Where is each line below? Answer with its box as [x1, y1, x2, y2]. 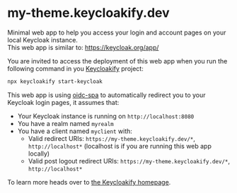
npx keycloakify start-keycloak [7, 77, 103, 85]
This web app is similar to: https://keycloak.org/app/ [7, 43, 159, 51]
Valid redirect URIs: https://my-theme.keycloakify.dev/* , [28, 134, 196, 142]
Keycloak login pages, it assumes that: [7, 98, 120, 106]
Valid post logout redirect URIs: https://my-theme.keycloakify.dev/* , [28, 156, 231, 165]
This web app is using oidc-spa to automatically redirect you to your [7, 90, 207, 99]
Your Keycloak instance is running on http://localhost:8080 [17, 111, 195, 120]
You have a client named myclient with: [17, 127, 133, 135]
